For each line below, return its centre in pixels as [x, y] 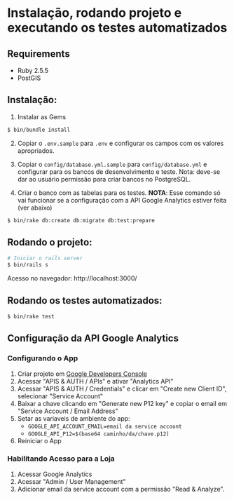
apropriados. [36, 150]
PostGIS [29, 78]
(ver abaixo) [35, 208]
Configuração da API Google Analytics [93, 338]
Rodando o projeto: [50, 242]
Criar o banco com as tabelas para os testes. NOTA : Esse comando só [119, 192]
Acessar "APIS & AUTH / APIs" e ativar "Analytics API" [95, 381]
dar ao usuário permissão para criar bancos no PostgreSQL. [104, 179]
